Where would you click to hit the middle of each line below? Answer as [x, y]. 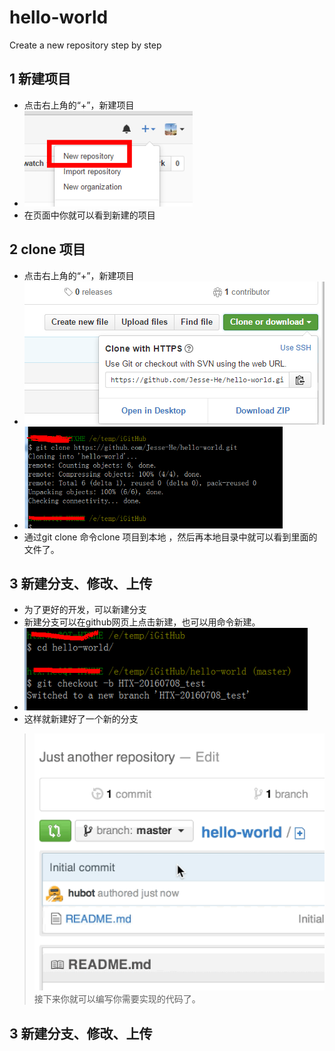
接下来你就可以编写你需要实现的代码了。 [117, 999]
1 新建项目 [40, 79]
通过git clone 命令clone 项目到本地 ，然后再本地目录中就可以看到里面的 [170, 537]
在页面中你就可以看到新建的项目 [89, 215]
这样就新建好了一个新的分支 [81, 719]
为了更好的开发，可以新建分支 [85, 610]
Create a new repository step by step [85, 45]
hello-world [59, 17]
